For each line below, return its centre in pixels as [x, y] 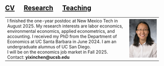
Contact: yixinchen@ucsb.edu [38, 57]
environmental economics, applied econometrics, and [61, 31]
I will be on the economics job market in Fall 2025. [58, 52]
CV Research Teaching [48, 8]
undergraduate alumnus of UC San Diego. [49, 46]
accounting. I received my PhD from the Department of [62, 36]
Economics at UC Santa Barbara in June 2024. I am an [62, 42]
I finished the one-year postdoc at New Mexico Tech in [62, 21]
